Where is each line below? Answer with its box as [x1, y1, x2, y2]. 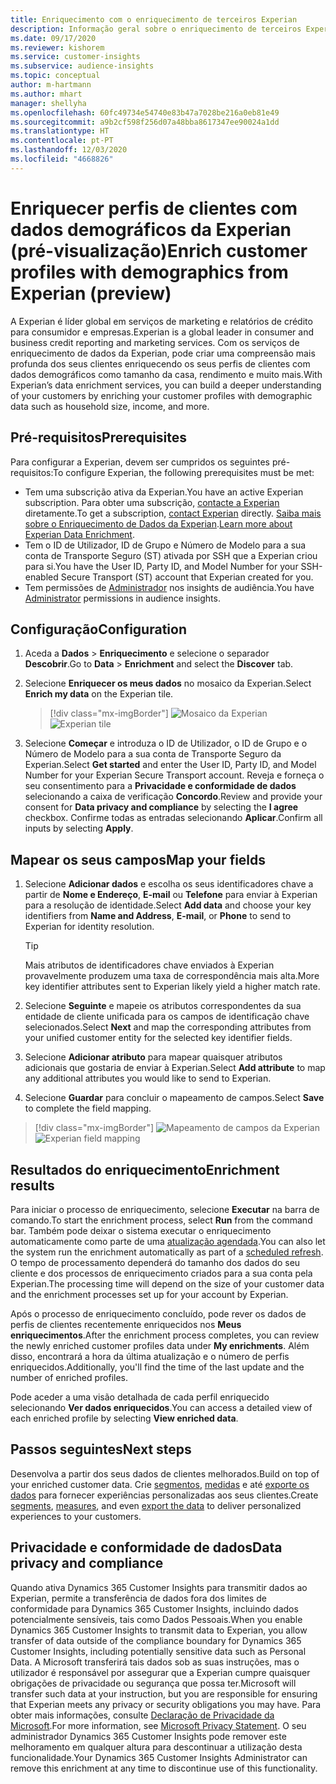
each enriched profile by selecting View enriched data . [10, 1412, 239, 1424]
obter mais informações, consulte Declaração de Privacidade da [10, 1709, 275, 1721]
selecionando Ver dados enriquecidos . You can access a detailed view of [10, 1401, 313, 1413]
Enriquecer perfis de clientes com [10, 197, 298, 220]
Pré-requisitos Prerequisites [10, 429, 188, 446]
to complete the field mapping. [24, 1102, 152, 1115]
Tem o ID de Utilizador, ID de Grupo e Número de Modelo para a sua [24, 539, 307, 551]
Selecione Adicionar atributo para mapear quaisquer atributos [24, 1051, 283, 1063]
